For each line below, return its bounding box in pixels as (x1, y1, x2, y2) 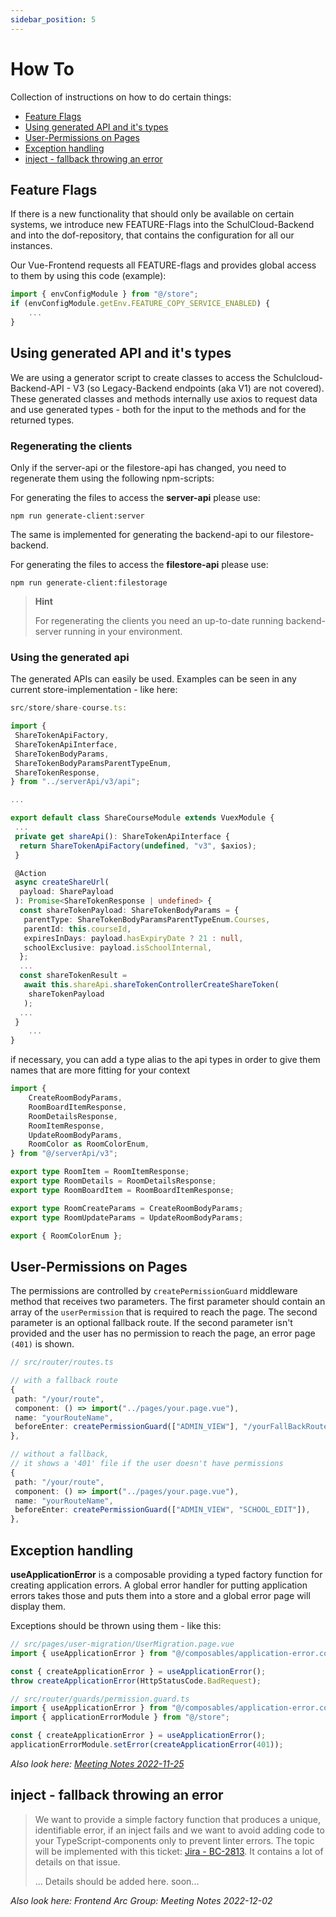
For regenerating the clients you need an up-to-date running (34, 614, 284, 626)
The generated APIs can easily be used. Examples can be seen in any (10, 673, 297, 685)
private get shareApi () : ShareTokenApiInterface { (14, 831, 230, 841)
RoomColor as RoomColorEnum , (28, 1139, 150, 1150)
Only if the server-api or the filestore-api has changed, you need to (10, 461, 287, 473)
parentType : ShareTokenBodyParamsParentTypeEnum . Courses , (23, 914, 271, 925)
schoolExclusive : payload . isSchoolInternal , (23, 942, 213, 953)
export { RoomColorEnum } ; (10, 1231, 123, 1241)
